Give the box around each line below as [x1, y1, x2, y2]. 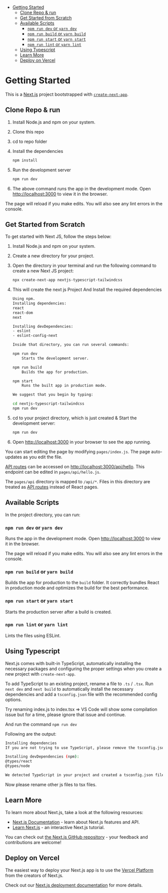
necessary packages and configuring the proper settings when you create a [5, 666, 162, 672]
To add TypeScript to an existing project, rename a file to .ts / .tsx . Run [5, 681, 153, 687]
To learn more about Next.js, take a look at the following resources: [5, 809, 143, 815]
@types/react [5, 759, 32, 764]
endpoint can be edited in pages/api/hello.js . [5, 469, 101, 475]
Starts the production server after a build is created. [5, 609, 112, 615]
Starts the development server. [21, 356, 89, 361]
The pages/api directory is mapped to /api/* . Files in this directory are [5, 478, 150, 484]
